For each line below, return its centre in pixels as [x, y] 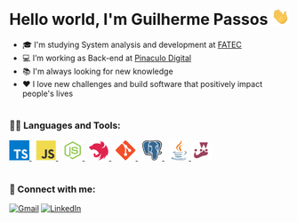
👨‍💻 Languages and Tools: [65, 125]
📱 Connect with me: [52, 189]
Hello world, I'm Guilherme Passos [139, 20]
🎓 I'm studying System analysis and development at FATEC [132, 44]
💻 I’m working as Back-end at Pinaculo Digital [107, 58]
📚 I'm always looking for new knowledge [97, 71]
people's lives [48, 93]
